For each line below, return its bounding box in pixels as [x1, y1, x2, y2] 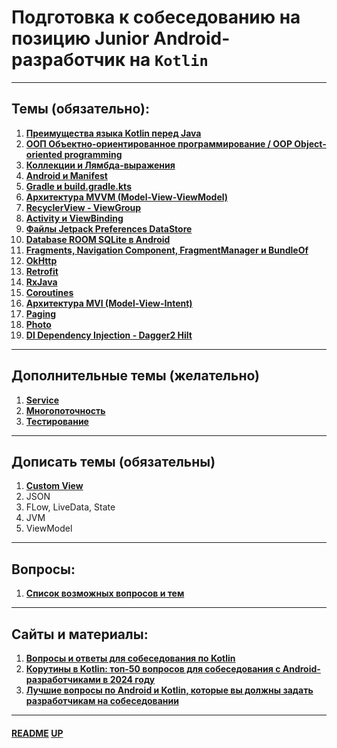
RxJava [25, 276, 58, 288]
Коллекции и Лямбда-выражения [25, 159, 176, 171]
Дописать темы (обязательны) [11, 453, 216, 470]
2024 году [109, 674, 156, 685]
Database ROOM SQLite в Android [25, 233, 171, 245]
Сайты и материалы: [11, 626, 149, 643]
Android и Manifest [25, 169, 108, 181]
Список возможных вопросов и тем [25, 587, 185, 600]
